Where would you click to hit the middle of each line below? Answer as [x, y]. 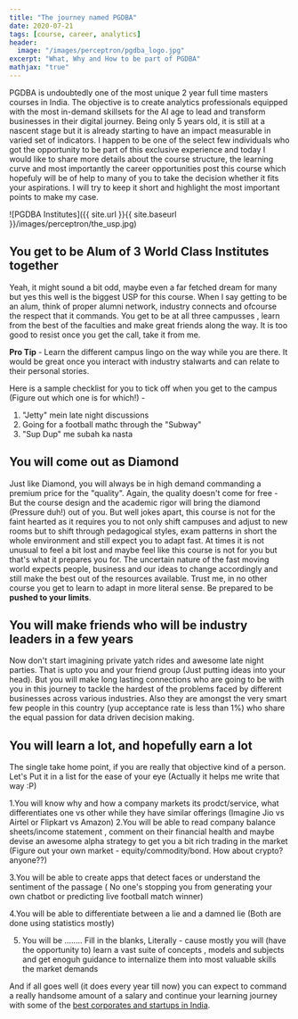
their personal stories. [49, 370]
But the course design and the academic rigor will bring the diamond [135, 502]
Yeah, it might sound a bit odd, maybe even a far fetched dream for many [143, 287]
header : [24, 42]
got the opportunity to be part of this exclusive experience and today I [137, 149]
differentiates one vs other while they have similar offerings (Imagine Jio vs [147, 813]
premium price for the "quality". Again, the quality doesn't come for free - [144, 493]
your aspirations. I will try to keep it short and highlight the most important [145, 187]
